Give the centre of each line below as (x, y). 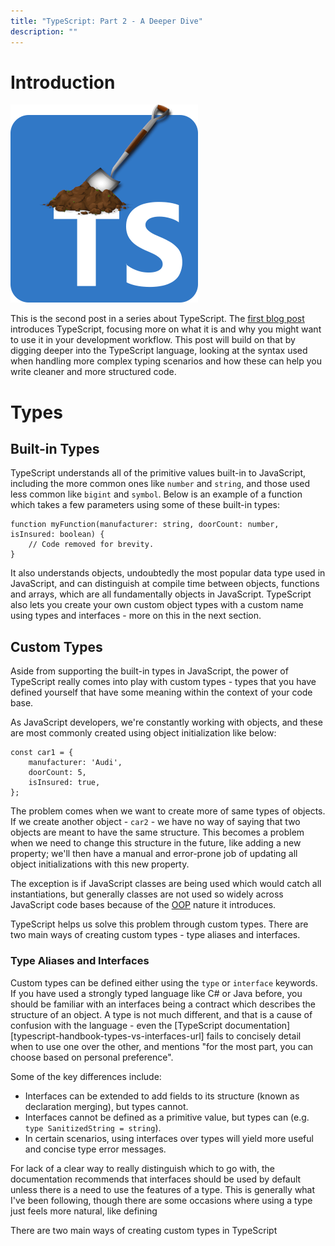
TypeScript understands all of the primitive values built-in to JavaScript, (158, 473)
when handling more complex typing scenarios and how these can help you (166, 361)
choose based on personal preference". (92, 1057)
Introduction (63, 82)
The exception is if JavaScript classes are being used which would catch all (166, 884)
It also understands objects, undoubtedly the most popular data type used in (168, 573)
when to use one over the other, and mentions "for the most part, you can (162, 1046)
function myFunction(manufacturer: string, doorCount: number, (145, 525)
